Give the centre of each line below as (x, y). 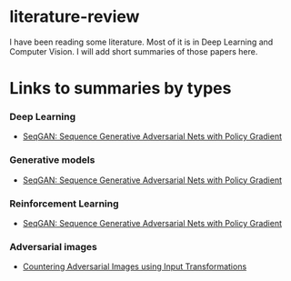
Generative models (52, 160)
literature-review (75, 17)
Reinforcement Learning (65, 204)
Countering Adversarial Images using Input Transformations (135, 266)
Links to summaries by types (120, 89)
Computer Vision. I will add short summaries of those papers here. (134, 51)
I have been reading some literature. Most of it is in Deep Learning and (141, 42)
